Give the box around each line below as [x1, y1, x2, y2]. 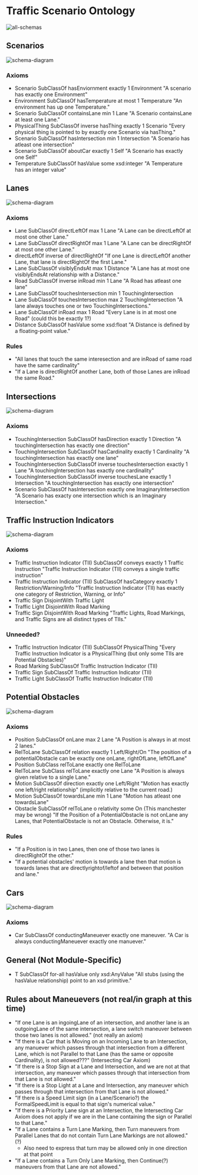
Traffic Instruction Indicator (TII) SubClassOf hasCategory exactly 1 [14, 577, 178, 585]
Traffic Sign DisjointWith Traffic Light [14, 596, 104, 603]
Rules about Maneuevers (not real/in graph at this [6, 994, 192, 1004]
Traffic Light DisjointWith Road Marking [14, 603, 110, 610]
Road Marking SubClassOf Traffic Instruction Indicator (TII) [14, 662, 158, 670]
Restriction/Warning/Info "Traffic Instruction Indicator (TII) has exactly [14, 584, 184, 591]
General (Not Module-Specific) [6, 955, 122, 965]
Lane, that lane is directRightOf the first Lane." [14, 259, 127, 266]
